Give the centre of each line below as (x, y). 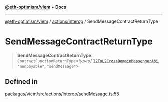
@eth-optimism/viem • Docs (36, 7)
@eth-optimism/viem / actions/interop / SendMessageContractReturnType (82, 21)
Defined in (22, 82)
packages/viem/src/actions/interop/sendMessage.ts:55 (62, 94)
